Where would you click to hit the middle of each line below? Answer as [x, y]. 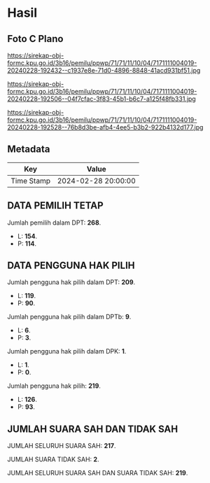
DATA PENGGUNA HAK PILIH [71, 266]
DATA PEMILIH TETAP [55, 205]
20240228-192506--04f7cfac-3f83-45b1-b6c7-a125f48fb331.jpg [101, 99]
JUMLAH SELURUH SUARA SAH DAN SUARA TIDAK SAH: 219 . [98, 473]
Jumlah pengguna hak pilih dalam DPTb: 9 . [69, 317]
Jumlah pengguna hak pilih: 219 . [54, 386]
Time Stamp [31, 181]
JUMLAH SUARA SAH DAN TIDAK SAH [93, 429]
